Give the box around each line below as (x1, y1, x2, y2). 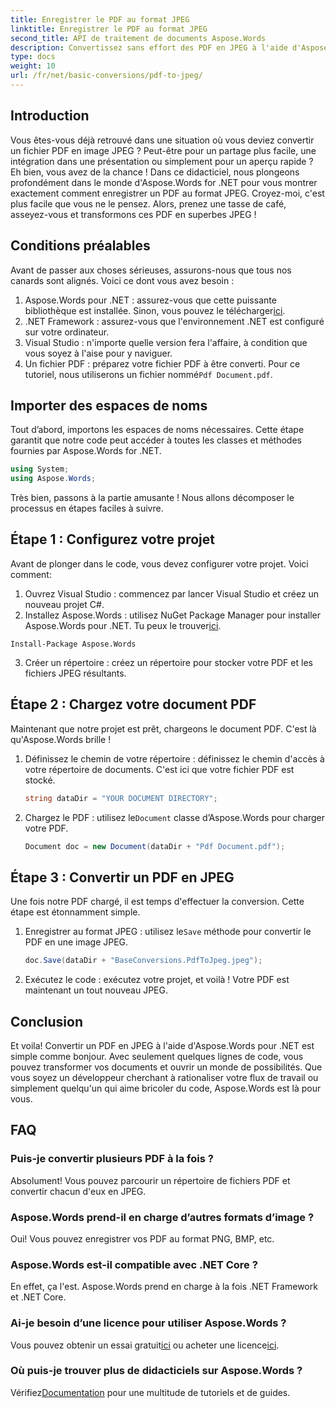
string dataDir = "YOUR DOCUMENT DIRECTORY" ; (24, 793, 218, 803)
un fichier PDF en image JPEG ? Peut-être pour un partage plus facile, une (10, 144, 317, 156)
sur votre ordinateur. (24, 326, 110, 338)
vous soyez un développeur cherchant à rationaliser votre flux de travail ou (10, 1071, 319, 1083)
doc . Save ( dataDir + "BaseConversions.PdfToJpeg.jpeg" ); (24, 956, 263, 966)
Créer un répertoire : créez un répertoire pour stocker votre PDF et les (24, 656, 313, 668)
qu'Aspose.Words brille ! (10, 733, 112, 745)
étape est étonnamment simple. (10, 906, 141, 918)
